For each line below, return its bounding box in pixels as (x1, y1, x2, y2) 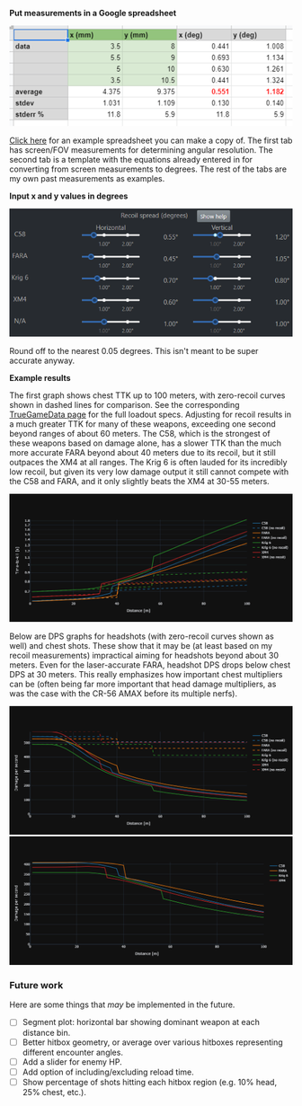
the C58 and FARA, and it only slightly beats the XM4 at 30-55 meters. (9, 475, 270, 486)
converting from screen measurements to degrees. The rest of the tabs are (9, 164, 288, 174)
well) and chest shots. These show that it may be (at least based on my (9, 641, 272, 651)
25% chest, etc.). (22, 1086, 87, 1097)
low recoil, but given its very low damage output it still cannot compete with (9, 466, 289, 477)
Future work (9, 979, 64, 992)
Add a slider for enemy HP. (22, 1056, 123, 1067)
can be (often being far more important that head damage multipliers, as (9, 678, 277, 690)
